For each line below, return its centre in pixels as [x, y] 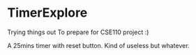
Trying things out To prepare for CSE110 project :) [78, 32]
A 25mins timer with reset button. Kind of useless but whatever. [98, 45]
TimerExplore [47, 13]
